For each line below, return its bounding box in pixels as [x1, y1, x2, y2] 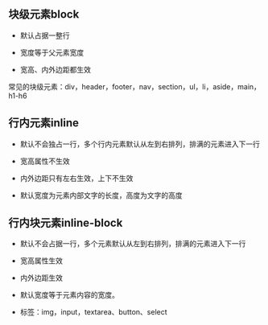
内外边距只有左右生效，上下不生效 [19, 173, 134, 183]
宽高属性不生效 [19, 156, 70, 166]
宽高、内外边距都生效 [19, 64, 91, 74]
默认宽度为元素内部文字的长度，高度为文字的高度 [19, 190, 183, 200]
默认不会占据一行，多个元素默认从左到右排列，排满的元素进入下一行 [19, 239, 246, 249]
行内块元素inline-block [8, 216, 123, 230]
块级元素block [8, 7, 80, 22]
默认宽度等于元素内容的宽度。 [19, 290, 119, 300]
